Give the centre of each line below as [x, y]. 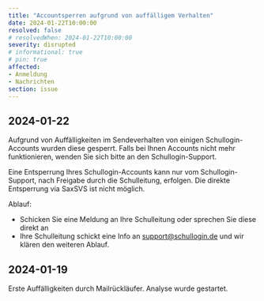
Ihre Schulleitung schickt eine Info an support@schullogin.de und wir [132, 236]
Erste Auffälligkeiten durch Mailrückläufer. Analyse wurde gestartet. [118, 288]
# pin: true [28, 60]
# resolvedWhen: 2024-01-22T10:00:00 [70, 38]
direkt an [34, 228]
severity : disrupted [42, 45]
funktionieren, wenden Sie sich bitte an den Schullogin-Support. [113, 157]
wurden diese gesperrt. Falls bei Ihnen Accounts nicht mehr [138, 149]
